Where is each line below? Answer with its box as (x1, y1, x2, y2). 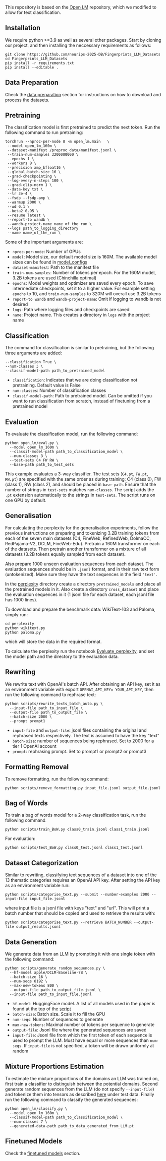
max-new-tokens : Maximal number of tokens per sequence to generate (12, 1022, 155, 1028)
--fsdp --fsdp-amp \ (7, 195, 50, 200)
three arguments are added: (5, 350, 62, 356)
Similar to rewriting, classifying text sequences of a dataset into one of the (5, 872, 157, 878)
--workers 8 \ (7, 161, 37, 166)
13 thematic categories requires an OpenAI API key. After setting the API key (5, 877, 161, 883)
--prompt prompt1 (9, 718, 46, 723)
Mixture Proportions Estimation (5, 1062, 104, 1071)
